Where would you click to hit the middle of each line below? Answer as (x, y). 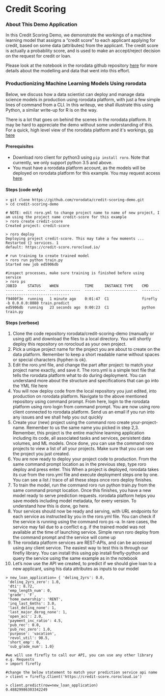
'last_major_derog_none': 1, (38, 612)
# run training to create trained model (48, 256)
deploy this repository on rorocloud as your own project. (69, 344)
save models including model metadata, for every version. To (74, 501)
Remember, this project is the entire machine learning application (78, 433)
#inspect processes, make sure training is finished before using (75, 273)
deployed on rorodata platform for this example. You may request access (86, 173)
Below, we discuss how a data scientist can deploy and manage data (75, 94)
